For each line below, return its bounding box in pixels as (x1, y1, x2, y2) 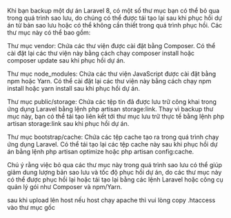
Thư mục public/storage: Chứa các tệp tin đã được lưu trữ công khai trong (7, 98, 217, 106)
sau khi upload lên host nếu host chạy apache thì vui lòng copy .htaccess (7, 196, 216, 204)
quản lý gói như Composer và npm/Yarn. (7, 183, 123, 190)
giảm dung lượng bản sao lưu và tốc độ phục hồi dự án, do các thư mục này (7, 168, 222, 176)
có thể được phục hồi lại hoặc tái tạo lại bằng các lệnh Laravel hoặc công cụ (7, 175, 224, 184)
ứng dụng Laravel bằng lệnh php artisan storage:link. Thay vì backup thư (7, 105, 214, 113)
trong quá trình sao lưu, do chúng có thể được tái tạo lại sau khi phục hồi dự (7, 14, 223, 22)
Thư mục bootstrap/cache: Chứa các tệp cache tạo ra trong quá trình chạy (7, 133, 219, 141)
